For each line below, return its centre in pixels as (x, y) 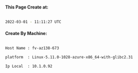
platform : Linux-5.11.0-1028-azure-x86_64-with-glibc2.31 (69, 57)
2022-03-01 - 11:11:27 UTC (33, 22)
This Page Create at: (27, 7)
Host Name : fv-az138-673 (32, 48)
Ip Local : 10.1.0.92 (29, 66)
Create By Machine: (26, 33)
